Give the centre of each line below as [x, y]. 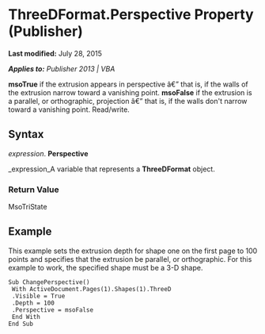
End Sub [21, 324]
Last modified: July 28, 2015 [55, 53]
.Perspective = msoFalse [52, 310]
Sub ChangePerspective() [49, 282]
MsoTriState [28, 207]
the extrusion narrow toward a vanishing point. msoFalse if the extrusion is [130, 92]
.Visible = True [38, 296]
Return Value [34, 190]
